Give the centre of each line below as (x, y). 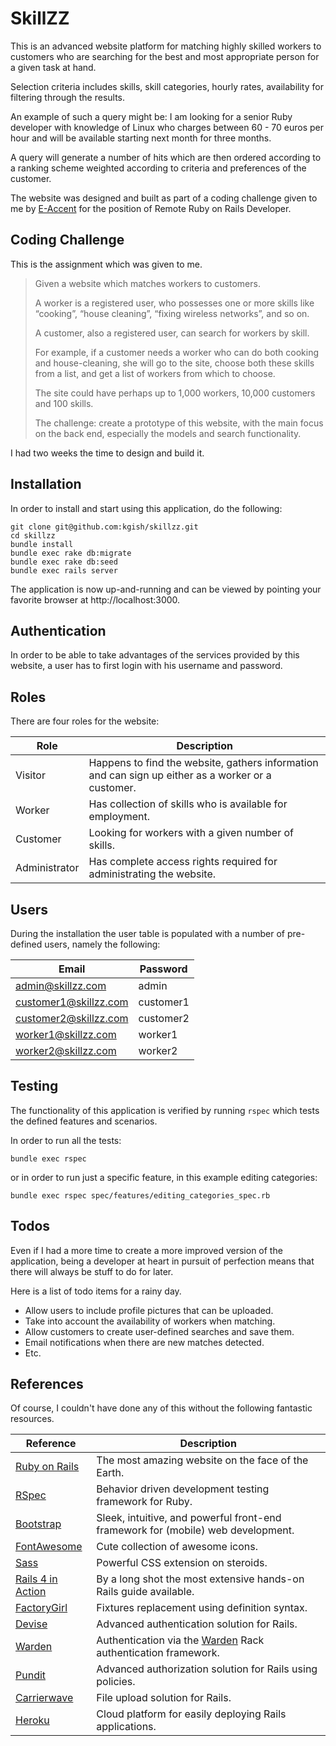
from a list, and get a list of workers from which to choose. (155, 373)
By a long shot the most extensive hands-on (200, 1579)
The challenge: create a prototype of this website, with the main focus (179, 423)
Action (31, 1592)
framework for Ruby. (144, 1502)
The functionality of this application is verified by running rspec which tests (165, 1110)
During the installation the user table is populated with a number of (147, 933)
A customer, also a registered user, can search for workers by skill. (172, 333)
